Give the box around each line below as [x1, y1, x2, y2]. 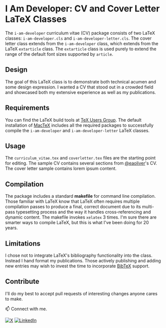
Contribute [5, 277, 40, 286]
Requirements [5, 104, 50, 112]
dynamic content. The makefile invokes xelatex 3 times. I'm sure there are [5, 214, 157, 220]
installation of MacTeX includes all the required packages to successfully [5, 122, 154, 128]
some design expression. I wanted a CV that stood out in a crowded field [5, 84, 154, 90]
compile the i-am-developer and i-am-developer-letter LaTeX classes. [5, 127, 150, 133]
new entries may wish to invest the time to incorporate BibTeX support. [5, 263, 150, 269]
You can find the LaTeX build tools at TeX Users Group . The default [5, 117, 142, 123]
